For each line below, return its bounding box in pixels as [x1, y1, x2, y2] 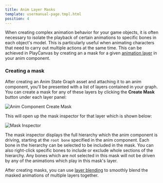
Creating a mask [5, 68, 45, 74]
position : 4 [5, 16, 29, 21]
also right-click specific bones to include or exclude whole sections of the [5, 147, 153, 153]
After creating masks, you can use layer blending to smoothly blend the [5, 167, 148, 173]
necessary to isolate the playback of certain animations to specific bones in [5, 35, 157, 40]
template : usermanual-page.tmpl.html [5, 12, 82, 17]
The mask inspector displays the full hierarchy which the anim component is [5, 132, 158, 138]
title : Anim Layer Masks [5, 7, 55, 12]
